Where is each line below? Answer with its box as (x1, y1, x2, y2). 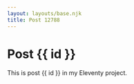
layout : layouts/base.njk (7, 10, 82, 17)
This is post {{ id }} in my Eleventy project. (7, 69, 128, 77)
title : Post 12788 (7, 17, 60, 23)
